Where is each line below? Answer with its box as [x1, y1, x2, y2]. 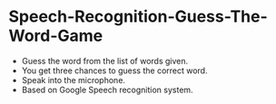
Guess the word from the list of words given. [21, 55, 189, 66]
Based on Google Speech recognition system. [21, 84, 193, 95]
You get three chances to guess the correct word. [21, 65, 208, 76]
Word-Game [8, 25, 103, 46]
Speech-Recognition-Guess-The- [8, 6, 269, 27]
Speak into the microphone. [21, 74, 126, 85]
